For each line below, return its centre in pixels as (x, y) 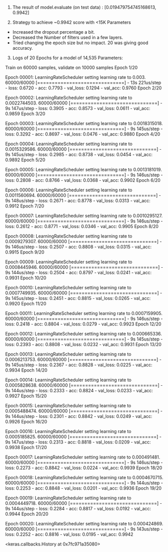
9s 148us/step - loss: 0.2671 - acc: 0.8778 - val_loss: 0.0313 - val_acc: (78, 201)
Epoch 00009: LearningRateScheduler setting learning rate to (69, 262)
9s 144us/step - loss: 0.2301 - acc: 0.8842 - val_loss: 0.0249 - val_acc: (79, 416)
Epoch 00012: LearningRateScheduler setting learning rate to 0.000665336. (83, 334)
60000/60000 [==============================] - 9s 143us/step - (84, 529)
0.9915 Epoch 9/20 (25, 252)
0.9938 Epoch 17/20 (26, 447)
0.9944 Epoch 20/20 (27, 514)
